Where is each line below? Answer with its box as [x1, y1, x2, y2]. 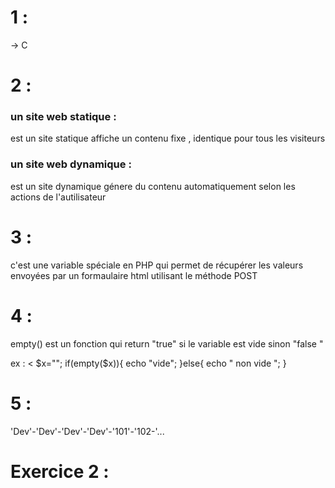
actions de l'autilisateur [10, 191, 107, 203]
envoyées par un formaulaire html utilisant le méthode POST [10, 269, 258, 281]
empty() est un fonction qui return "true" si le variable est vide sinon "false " [10, 337, 324, 350]
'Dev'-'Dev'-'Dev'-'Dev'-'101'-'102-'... [10, 425, 165, 437]
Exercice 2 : [10, 460, 110, 483]
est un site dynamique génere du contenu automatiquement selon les [10, 180, 296, 192]
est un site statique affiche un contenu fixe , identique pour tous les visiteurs [10, 132, 326, 145]
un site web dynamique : [10, 157, 132, 171]
